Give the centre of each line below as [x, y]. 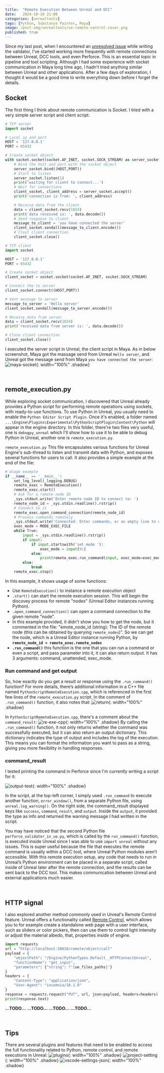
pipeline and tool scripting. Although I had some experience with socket [77, 62]
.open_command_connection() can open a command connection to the [81, 611]
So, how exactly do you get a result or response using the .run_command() [79, 682]
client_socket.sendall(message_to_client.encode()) [67, 228]
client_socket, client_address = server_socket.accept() [73, 192]
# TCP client [18, 246]
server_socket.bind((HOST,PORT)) [48, 169]
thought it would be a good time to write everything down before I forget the [82, 77]
